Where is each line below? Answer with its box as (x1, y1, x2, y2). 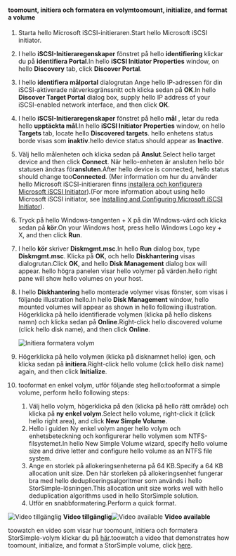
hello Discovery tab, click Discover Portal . (18, 65, 143, 73)
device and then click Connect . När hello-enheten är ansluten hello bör (18, 158, 225, 166)
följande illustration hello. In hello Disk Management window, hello (18, 296, 209, 304)
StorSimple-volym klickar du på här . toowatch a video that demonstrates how (8, 534, 230, 542)
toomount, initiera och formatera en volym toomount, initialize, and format (8, 6, 228, 14)
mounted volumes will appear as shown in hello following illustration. (18, 303, 217, 312)
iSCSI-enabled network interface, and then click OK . (18, 100, 171, 109)
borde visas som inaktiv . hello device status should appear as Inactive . (18, 137, 224, 145)
